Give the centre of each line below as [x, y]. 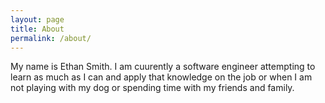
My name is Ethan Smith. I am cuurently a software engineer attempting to [163, 67]
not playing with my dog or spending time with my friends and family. [152, 88]
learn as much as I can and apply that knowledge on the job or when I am [161, 77]
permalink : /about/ [51, 38]
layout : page [37, 19]
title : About [37, 29]
